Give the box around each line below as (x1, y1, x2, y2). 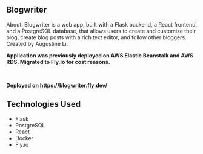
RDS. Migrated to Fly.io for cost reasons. (6, 58, 110, 65)
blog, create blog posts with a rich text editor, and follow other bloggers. (6, 33, 187, 41)
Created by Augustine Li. (6, 40, 68, 47)
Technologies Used (6, 99, 81, 109)
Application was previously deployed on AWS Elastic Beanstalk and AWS (6, 51, 194, 59)
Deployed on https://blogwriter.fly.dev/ (6, 82, 108, 89)
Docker (15, 134, 34, 141)
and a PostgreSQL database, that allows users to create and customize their (6, 27, 196, 34)
